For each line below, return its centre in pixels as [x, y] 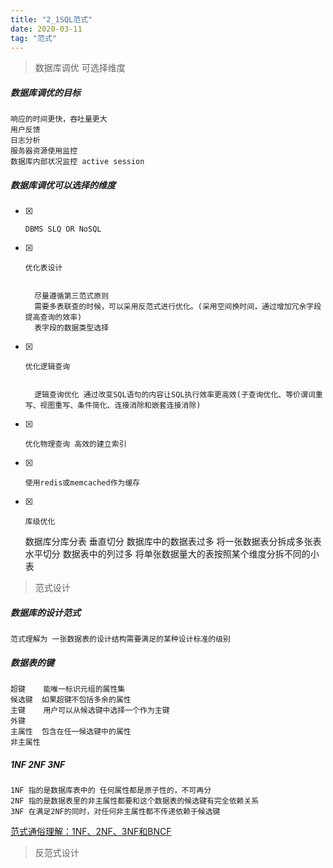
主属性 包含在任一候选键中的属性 [71, 732]
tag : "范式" [33, 38]
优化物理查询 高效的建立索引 [75, 444]
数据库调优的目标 [45, 92]
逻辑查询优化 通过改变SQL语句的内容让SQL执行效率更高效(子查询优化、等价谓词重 [178, 395]
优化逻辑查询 [47, 367]
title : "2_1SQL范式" [51, 19]
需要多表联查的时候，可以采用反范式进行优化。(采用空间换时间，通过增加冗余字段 [178, 307]
